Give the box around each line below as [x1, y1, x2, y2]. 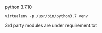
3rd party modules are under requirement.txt [5, 22, 97, 28]
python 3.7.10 [5, 4, 32, 10]
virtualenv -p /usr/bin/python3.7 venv [5, 14, 88, 19]
